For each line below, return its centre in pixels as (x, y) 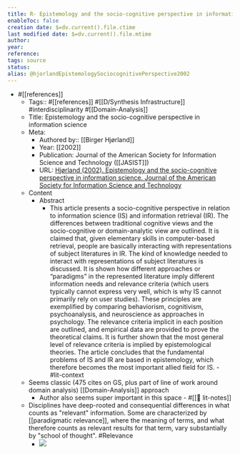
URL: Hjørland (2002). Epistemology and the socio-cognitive (128, 170)
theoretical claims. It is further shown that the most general (136, 337)
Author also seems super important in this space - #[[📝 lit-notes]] (135, 398)
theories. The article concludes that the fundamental (127, 352)
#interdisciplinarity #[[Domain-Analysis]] (88, 109)
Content (40, 193)
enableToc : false (33, 21)
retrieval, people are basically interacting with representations (141, 246)
